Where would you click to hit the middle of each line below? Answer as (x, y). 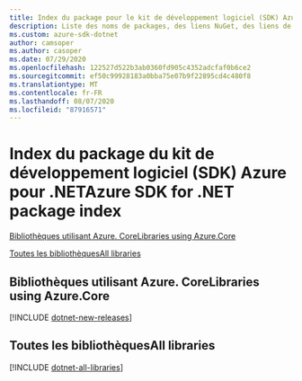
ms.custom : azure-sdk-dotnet (64, 34)
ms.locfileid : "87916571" (58, 110)
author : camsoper (42, 43)
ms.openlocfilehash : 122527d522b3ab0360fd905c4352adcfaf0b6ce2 (130, 68)
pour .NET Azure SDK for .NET (122, 192)
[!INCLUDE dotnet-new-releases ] (71, 317)
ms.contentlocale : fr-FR (56, 93)
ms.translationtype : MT (54, 84)
